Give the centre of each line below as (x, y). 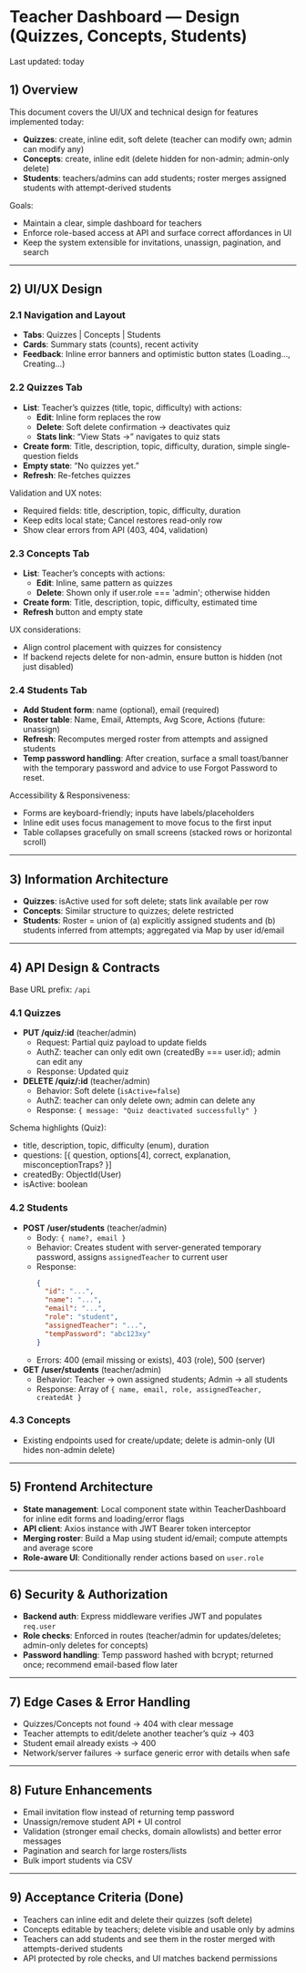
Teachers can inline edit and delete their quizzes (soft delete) (138, 1919)
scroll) (35, 842)
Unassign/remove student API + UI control (102, 1822)
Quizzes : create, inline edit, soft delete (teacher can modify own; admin (157, 139)
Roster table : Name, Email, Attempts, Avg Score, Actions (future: (144, 720)
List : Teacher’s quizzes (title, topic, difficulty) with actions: (132, 407)
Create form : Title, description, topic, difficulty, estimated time (140, 602)
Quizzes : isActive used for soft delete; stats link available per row (145, 901)
